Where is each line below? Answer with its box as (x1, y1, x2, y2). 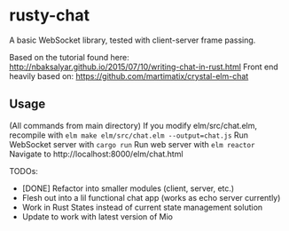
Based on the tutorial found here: (9, 52, 130, 62)
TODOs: (9, 165, 38, 176)
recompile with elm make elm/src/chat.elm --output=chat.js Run (9, 130, 249, 140)
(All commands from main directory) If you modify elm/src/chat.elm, (9, 120, 258, 131)
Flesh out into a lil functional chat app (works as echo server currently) (21, 192, 281, 203)
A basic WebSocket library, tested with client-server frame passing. (9, 35, 256, 45)
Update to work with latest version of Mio (21, 211, 174, 222)
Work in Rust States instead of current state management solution (21, 202, 263, 212)
